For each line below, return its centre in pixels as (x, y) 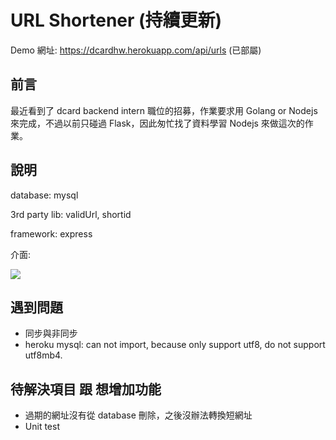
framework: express (51, 233)
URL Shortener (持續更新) (116, 20)
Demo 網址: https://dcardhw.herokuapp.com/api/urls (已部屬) (136, 50)
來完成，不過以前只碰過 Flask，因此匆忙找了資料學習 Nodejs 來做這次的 (157, 123)
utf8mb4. (43, 355)
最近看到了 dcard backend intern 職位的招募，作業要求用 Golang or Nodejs (164, 110)
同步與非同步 (51, 333)
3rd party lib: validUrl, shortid (71, 214)
